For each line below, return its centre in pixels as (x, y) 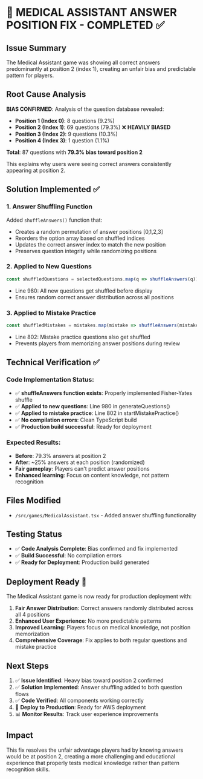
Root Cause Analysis (46, 94)
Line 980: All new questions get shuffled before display (84, 291)
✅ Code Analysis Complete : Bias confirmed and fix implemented (96, 549)
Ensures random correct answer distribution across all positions (94, 297)
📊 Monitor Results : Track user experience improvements (87, 714)
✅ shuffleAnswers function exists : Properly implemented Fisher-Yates (103, 393)
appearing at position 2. (36, 170)
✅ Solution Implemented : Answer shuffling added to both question (98, 688)
